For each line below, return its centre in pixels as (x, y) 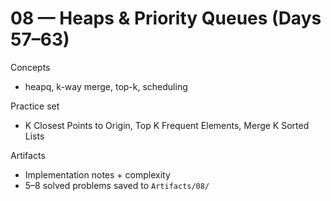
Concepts (30, 67)
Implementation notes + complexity (97, 174)
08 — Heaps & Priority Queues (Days (166, 18)
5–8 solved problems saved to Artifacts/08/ (117, 185)
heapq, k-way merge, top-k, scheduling (106, 86)
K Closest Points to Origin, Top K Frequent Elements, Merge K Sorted (167, 125)
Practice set (35, 106)
